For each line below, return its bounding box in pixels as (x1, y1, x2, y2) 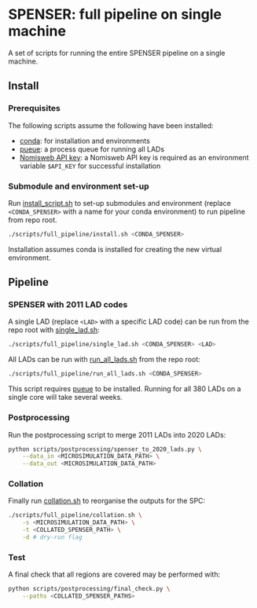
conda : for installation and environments (19, 136, 151, 145)
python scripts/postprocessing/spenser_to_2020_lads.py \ (8, 445, 202, 453)
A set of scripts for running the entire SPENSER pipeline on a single (8, 48, 226, 57)
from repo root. (8, 214, 57, 225)
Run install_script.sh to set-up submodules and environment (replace (8, 198, 232, 207)
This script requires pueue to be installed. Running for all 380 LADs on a (8, 384, 241, 394)
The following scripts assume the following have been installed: (8, 120, 214, 130)
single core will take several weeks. (8, 393, 123, 402)
